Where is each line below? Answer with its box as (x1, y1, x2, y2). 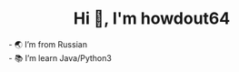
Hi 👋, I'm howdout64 (73, 8, 231, 29)
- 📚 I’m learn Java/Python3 (8, 52, 113, 63)
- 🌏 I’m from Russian (8, 38, 88, 49)
